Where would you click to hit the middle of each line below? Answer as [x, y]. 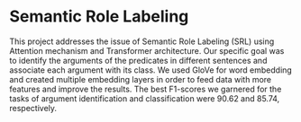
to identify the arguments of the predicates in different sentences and [138, 60]
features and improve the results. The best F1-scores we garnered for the [146, 89]
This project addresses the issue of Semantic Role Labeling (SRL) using [142, 41]
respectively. [33, 108]
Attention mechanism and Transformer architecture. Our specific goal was [147, 50]
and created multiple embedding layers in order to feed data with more [141, 79]
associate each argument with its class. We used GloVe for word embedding [151, 70]
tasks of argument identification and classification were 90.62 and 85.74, [145, 98]
